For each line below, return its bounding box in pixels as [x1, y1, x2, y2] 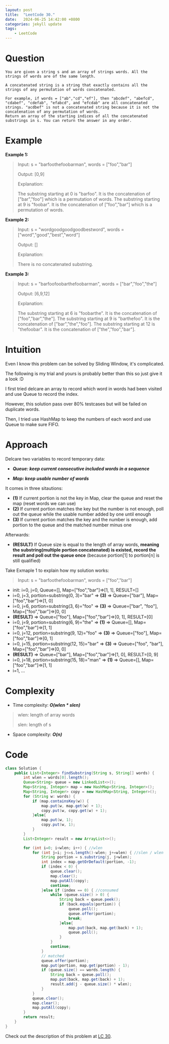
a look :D [5, 376, 24, 382]
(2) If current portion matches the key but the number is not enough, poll [12, 506, 164, 512]
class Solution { [5, 765, 42, 771]
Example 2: [5, 216, 29, 222]
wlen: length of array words [17, 711, 75, 718]
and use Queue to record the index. [5, 391, 79, 397]
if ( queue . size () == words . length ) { [41, 968, 121, 973]
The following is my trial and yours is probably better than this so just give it [5, 370, 162, 377]
